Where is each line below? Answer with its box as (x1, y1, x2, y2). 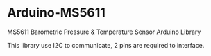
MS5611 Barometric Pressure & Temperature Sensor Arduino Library (7, 28, 201, 36)
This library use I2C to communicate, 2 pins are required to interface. (7, 41, 205, 49)
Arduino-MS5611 (7, 5, 106, 21)
